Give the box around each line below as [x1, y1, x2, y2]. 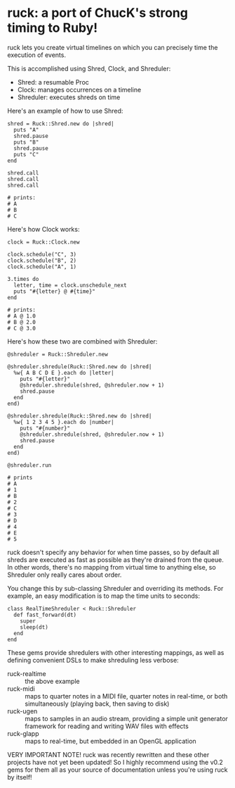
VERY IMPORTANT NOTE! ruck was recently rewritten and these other [7, 750, 210, 758]
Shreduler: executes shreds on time [17, 93, 121, 101]
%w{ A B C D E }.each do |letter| [13, 369, 114, 376]
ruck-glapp [7, 729, 40, 737]
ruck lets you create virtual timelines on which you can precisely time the [7, 43, 218, 51]
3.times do [7, 275, 39, 282]
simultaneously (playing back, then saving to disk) [25, 699, 170, 708]
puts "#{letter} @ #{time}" [13, 287, 96, 295]
